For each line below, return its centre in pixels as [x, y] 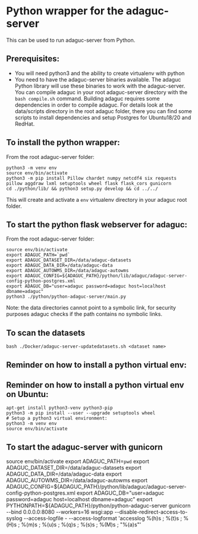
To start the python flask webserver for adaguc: [97, 224]
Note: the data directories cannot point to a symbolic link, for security [91, 308]
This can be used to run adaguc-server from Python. [71, 40]
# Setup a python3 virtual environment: [57, 419]
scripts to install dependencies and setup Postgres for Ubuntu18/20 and [103, 117]
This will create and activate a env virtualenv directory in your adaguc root [97, 199]
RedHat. [25, 124]
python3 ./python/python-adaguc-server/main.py [66, 297]
